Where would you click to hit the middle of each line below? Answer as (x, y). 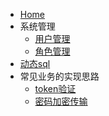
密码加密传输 (61, 101)
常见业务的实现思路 (59, 76)
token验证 (55, 88)
